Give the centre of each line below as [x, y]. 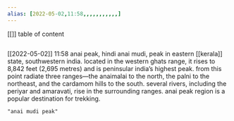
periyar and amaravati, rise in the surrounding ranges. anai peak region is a [116, 91]
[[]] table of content [36, 34]
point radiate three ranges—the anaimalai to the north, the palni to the [109, 76]
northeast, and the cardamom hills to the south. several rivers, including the [117, 83]
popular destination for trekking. [54, 98]
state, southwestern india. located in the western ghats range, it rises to [111, 61]
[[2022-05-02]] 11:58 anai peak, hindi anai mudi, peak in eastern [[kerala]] [115, 53]
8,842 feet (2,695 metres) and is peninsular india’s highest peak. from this [115, 68]
